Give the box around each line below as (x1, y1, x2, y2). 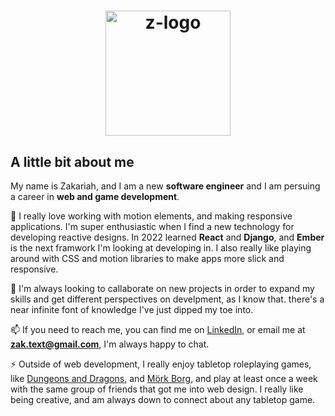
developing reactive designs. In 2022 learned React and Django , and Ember (10, 231, 325, 243)
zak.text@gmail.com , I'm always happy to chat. (10, 338, 210, 350)
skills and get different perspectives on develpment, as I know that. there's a (10, 293, 325, 305)
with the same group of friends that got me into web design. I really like (10, 383, 304, 395)
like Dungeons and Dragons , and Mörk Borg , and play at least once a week (10, 373, 318, 384)
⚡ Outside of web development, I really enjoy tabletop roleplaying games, (10, 358, 312, 370)
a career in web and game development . (10, 191, 180, 202)
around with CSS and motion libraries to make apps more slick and (10, 253, 285, 264)
